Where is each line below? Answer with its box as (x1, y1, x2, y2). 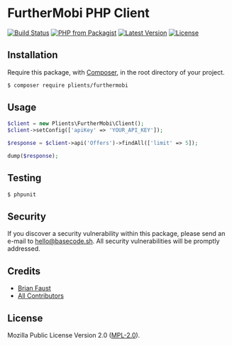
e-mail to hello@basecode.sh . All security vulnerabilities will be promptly (7, 237, 220, 246)
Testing (7, 172, 42, 184)
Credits (7, 265, 41, 277)
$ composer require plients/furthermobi (7, 82, 129, 89)
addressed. (7, 244, 40, 253)
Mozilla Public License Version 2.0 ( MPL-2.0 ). (7, 331, 140, 340)
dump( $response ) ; (7, 153, 59, 160)
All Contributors (17, 291, 64, 300)
